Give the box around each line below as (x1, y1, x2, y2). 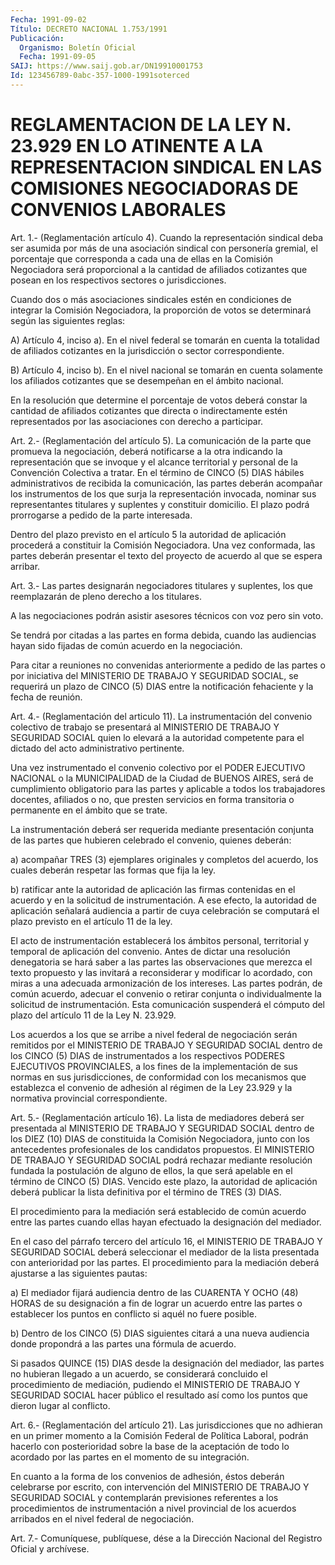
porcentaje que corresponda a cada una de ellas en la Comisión (10, 252, 274, 265)
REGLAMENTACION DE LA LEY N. (10, 114, 292, 136)
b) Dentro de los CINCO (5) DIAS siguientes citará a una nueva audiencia (10, 1327, 310, 1339)
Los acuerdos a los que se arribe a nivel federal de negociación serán (10, 1028, 298, 1040)
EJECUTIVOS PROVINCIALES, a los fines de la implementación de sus (10, 1060, 298, 1072)
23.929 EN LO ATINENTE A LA (10, 135, 264, 158)
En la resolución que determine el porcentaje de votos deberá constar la (10, 394, 308, 406)
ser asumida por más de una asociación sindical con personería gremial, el (10, 242, 318, 254)
